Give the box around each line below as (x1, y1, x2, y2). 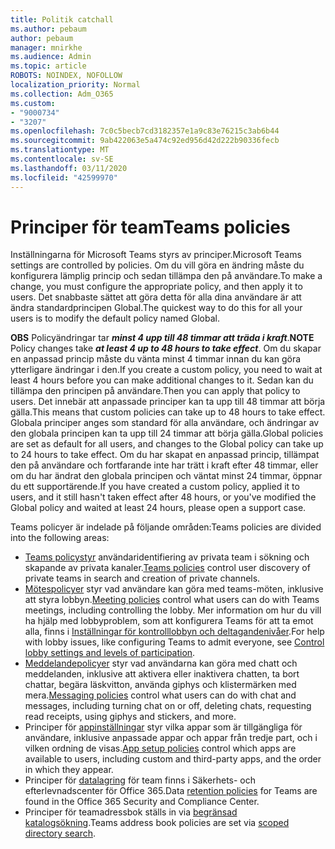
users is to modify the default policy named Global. (10, 312, 221, 325)
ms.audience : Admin (10, 52, 92, 62)
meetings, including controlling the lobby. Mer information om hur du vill (24, 604, 322, 616)
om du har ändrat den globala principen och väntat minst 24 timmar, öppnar (10, 470, 323, 482)
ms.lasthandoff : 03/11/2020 (10, 163, 128, 173)
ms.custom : (10, 98, 56, 108)
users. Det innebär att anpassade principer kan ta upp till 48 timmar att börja (10, 396, 326, 408)
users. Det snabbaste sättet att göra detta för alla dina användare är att (10, 291, 302, 303)
